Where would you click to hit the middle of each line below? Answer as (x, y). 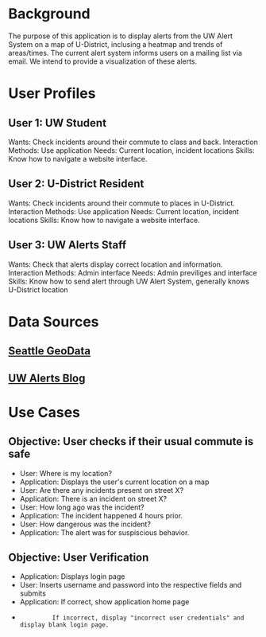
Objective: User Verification (79, 557)
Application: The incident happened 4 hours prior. (101, 515)
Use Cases (44, 412)
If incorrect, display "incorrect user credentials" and (148, 618)
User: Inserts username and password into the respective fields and (131, 585)
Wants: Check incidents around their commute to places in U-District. (122, 203)
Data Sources (54, 321)
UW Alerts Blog (47, 378)
